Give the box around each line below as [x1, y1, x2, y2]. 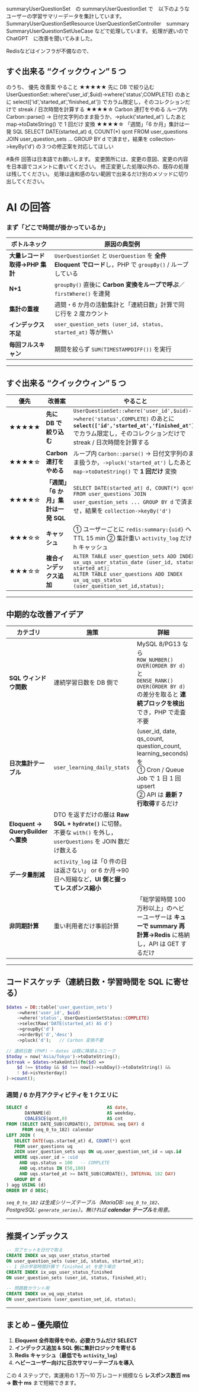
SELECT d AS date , [6, 1105, 129, 1111]
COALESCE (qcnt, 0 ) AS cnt [24, 1116, 123, 1122]
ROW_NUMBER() [136, 656, 174, 663]
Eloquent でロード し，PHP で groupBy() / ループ [54, 261, 188, 269]
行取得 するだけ [136, 799, 179, 808]
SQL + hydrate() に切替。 [53, 819, 126, 827]
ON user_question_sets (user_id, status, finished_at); [6, 1274, 147, 1281]
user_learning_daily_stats [53, 764, 130, 771]
